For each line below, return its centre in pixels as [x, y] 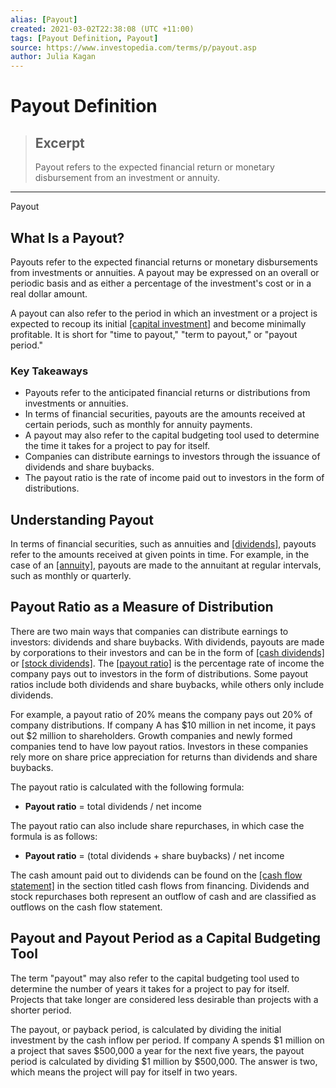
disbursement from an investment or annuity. [127, 178]
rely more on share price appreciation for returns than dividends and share [164, 757]
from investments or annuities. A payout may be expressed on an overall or [165, 272]
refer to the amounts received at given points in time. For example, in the [160, 555]
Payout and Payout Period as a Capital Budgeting [166, 938]
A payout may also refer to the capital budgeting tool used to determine [172, 435]
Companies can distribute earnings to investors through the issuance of [172, 457]
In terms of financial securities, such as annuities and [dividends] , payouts [163, 544]
